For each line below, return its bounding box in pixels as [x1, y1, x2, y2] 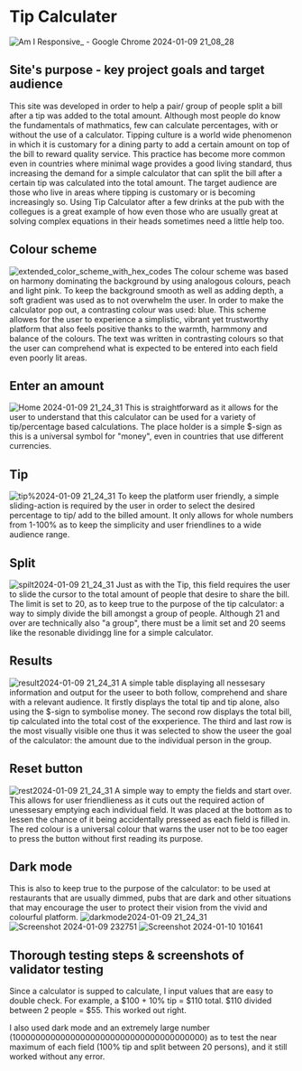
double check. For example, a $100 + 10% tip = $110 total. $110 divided [9, 995, 272, 1006]
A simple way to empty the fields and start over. [114, 785, 292, 796]
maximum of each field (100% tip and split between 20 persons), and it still [9, 1041, 288, 1053]
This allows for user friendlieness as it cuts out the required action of [9, 795, 265, 806]
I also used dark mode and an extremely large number [9, 1022, 210, 1033]
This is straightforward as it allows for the [124, 402, 279, 413]
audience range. [9, 529, 70, 540]
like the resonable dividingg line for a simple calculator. [9, 628, 214, 638]
